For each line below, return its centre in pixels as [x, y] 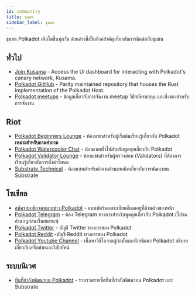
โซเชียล [17, 194]
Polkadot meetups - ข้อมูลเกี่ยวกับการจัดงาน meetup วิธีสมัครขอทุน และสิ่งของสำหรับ [102, 96]
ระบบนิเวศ [21, 266]
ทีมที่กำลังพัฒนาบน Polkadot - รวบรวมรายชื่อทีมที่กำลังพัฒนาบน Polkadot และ [94, 280]
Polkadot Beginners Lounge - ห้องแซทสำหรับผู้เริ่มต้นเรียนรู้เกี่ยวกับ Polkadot [97, 136]
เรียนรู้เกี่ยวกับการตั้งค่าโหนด [42, 162]
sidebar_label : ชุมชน [30, 22]
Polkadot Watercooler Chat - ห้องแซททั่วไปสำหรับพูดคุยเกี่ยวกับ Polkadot [93, 149]
